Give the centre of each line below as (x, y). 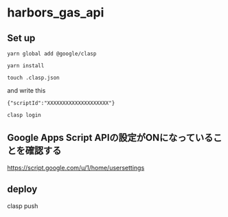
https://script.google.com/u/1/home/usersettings (76, 168)
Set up (21, 38)
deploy (22, 189)
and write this (26, 90)
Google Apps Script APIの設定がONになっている (110, 138)
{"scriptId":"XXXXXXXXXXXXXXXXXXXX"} (61, 103)
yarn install (26, 66)
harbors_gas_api (56, 13)
